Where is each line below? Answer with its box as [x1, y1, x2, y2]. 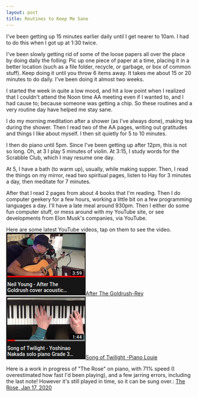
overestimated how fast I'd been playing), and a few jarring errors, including [6, 371, 191, 378]
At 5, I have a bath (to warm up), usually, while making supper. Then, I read [6, 165, 188, 173]
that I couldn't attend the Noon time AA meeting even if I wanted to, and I [6, 93, 184, 100]
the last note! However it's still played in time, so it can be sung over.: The [6, 378, 186, 385]
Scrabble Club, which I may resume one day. [6, 154, 115, 161]
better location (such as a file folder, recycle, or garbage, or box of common [6, 63, 191, 70]
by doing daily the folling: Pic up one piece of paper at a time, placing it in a [6, 57, 190, 64]
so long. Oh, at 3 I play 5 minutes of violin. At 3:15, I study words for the [6, 148, 180, 155]
